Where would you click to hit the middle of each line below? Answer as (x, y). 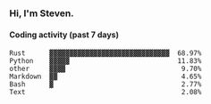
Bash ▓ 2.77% (105, 84)
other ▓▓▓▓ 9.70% (105, 69)
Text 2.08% (105, 92)
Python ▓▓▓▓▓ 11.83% (105, 61)
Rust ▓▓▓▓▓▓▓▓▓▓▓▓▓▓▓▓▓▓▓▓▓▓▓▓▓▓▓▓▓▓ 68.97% (105, 53)
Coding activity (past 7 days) (64, 35)
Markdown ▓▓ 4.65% (105, 77)
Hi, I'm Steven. (42, 13)
